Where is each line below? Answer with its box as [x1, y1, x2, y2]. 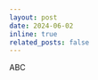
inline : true [9, 29, 58, 38]
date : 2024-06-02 [9, 21, 74, 30]
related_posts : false [9, 37, 90, 47]
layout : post [9, 12, 58, 22]
